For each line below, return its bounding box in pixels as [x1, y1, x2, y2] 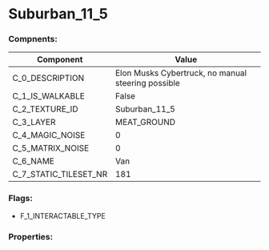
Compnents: [8, 34, 58, 45]
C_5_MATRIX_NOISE [12, 143, 90, 154]
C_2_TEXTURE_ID [12, 103, 78, 115]
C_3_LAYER [12, 117, 56, 128]
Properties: [8, 231, 54, 242]
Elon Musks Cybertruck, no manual [114, 67, 247, 79]
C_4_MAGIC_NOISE [12, 130, 86, 141]
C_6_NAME [12, 155, 54, 167]
